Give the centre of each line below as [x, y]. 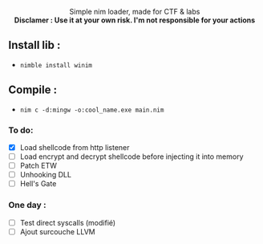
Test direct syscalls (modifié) [68, 222]
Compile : [33, 90]
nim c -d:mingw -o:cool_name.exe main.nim [92, 110]
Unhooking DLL [46, 175]
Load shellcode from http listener [75, 147]
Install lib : [34, 45]
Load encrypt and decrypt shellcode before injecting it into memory [131, 157]
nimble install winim [56, 65]
